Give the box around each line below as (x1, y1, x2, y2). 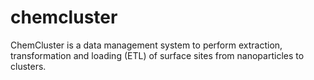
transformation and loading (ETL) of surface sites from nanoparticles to (10, 49, 305, 61)
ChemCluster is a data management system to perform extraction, (10, 39, 283, 51)
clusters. (10, 60, 47, 72)
